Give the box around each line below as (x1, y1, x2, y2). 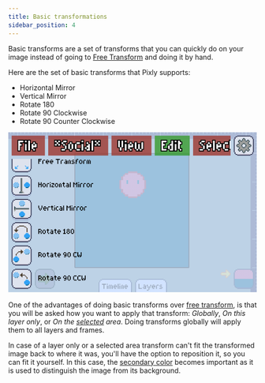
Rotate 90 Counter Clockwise (19, 116, 116, 126)
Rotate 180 (19, 100, 55, 109)
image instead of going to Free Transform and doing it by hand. (8, 52, 214, 62)
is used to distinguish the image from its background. (8, 366, 181, 375)
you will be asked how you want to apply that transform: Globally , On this (8, 308, 246, 317)
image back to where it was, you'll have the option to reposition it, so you (8, 348, 246, 359)
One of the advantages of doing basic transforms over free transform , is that (8, 300, 258, 310)
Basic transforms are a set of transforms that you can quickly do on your (8, 43, 244, 53)
